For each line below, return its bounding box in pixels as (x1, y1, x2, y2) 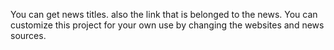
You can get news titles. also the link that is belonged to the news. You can (10, 9, 318, 20)
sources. (10, 30, 47, 41)
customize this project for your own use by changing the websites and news (10, 19, 325, 31)
